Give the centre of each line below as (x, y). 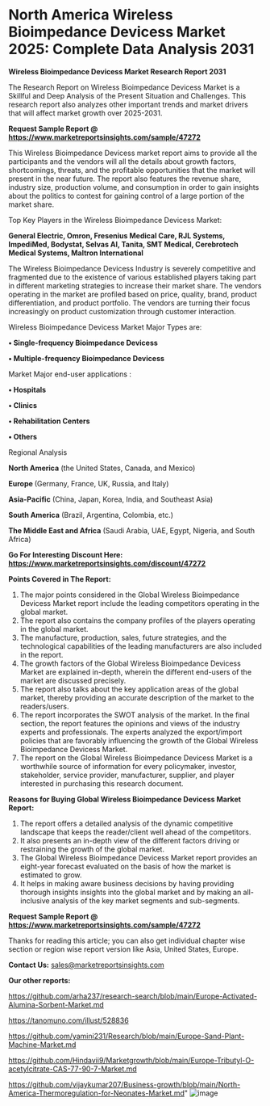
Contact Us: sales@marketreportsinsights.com (87, 965)
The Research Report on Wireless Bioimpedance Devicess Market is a (124, 87)
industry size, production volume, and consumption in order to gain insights (134, 187)
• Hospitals (27, 389)
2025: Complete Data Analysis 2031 (131, 49)
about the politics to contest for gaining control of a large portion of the (127, 196)
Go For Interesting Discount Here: (66, 554)
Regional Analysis (38, 452)
